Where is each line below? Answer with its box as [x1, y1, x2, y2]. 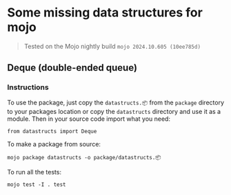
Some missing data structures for [7, 5, 203, 21]
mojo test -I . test [7, 181, 67, 188]
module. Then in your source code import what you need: [7, 115, 171, 123]
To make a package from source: [7, 139, 101, 148]
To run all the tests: [7, 168, 62, 176]
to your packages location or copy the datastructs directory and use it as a [7, 107, 221, 115]
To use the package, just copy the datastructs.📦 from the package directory [7, 98, 225, 106]
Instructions [7, 82, 50, 92]
